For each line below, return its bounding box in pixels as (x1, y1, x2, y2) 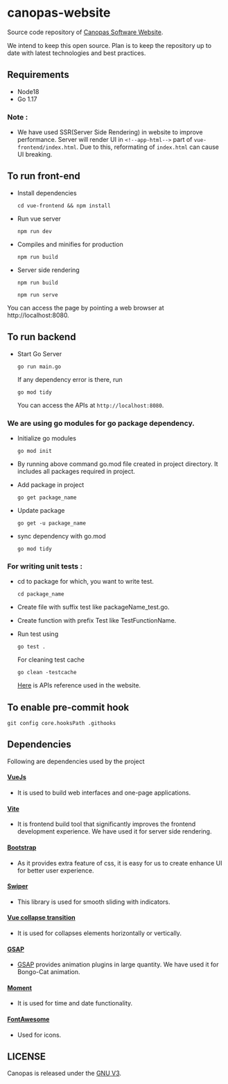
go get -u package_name (17, 520, 87, 527)
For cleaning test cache (17, 655, 85, 664)
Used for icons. (17, 1030, 62, 1039)
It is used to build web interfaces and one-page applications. (17, 788, 191, 797)
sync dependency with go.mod (17, 532, 106, 540)
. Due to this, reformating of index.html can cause (76, 143, 220, 151)
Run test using (17, 630, 59, 638)
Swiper (7, 882, 28, 891)
